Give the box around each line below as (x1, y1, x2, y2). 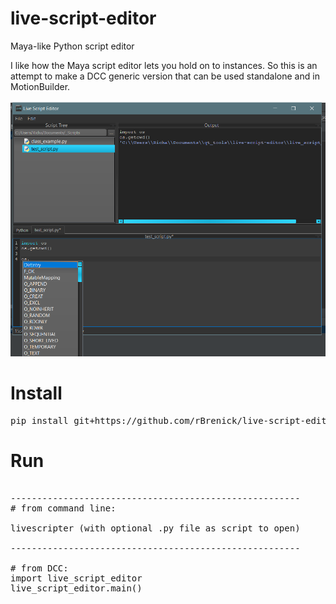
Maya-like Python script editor (10, 40, 135, 52)
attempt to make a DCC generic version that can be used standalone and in (10, 70, 320, 82)
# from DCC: (10, 562, 69, 574)
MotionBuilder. (10, 80, 71, 92)
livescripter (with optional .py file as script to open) (10, 522, 301, 534)
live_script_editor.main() (10, 582, 143, 594)
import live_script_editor (10, 572, 143, 584)
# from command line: (10, 502, 117, 514)
